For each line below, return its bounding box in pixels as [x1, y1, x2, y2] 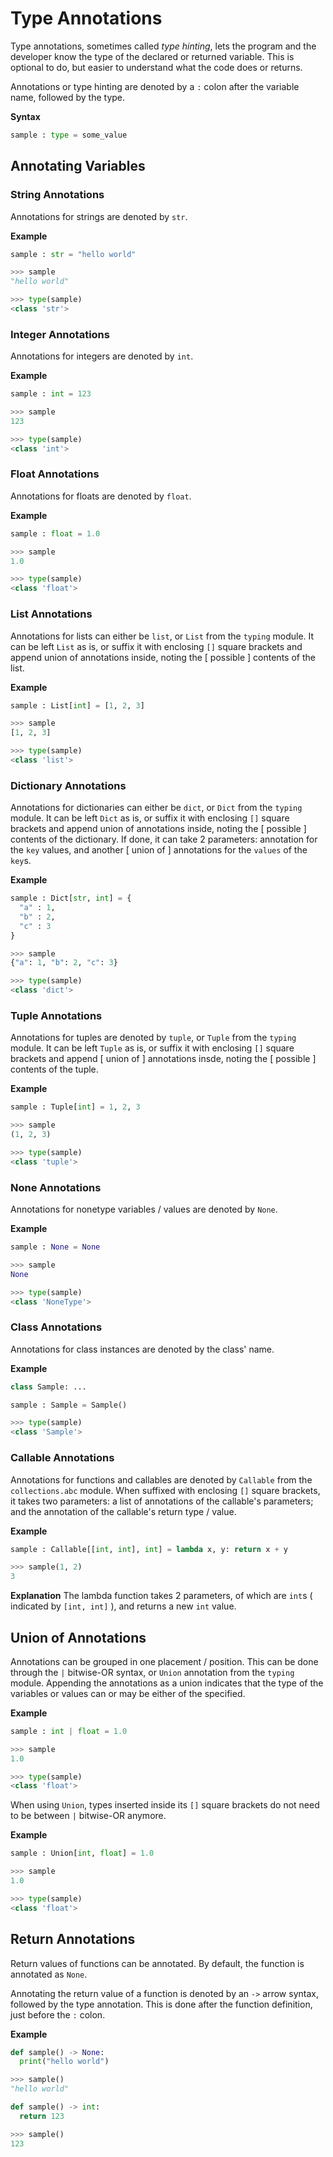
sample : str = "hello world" [10, 249, 137, 259]
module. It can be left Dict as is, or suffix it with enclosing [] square [10, 812, 290, 824]
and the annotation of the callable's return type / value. [10, 1505, 237, 1517]
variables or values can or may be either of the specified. [10, 1687, 246, 1699]
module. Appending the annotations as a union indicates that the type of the [10, 1677, 324, 1689]
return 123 [19, 2111, 65, 2121]
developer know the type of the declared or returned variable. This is [10, 50, 295, 62]
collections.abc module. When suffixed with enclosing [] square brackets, [10, 1484, 321, 1496]
